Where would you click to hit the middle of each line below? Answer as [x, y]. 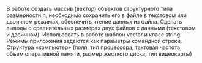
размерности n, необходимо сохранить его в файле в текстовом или [97, 15]
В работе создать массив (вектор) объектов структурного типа [90, 9]
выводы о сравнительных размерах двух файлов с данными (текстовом [101, 28]
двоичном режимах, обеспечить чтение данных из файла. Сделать [94, 22]
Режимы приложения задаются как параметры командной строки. [94, 41]
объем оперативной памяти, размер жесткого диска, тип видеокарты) [99, 54]
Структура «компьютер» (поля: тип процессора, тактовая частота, [94, 47]
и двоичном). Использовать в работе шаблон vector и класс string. [94, 35]
